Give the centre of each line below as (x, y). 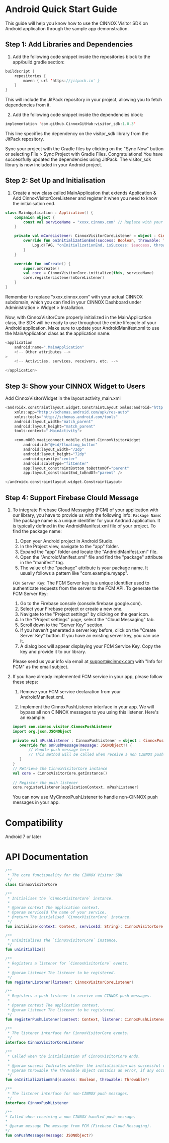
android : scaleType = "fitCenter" (56, 463)
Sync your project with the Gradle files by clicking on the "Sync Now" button (84, 149)
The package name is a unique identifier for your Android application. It (86, 520)
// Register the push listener (45, 783)
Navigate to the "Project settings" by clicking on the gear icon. (84, 614)
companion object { (35, 217)
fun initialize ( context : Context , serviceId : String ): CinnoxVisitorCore (84, 926)
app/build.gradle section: (38, 62)
